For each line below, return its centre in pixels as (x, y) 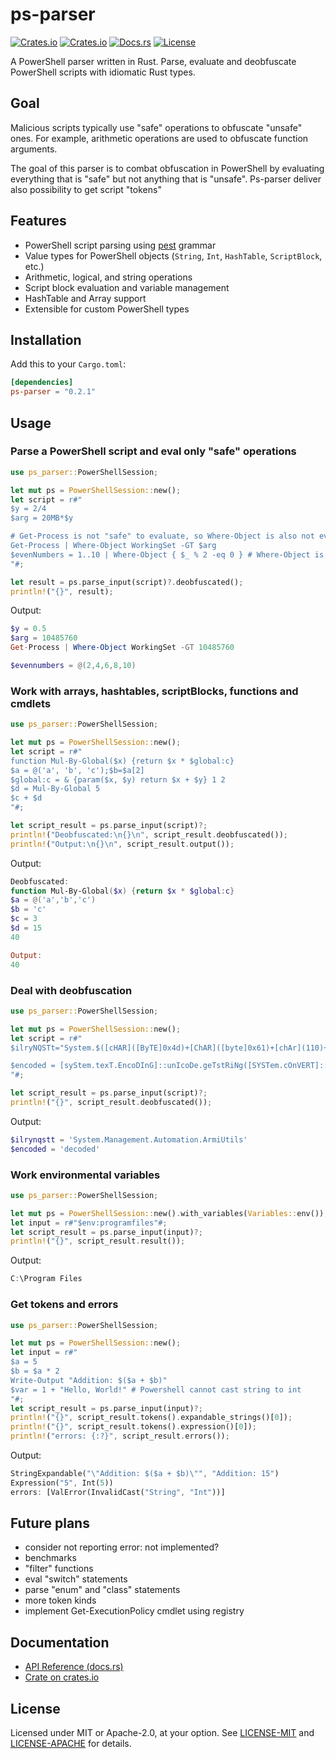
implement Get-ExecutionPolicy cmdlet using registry (134, 1611)
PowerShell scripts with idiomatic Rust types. (103, 72)
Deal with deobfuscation (71, 990)
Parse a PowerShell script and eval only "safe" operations (153, 451)
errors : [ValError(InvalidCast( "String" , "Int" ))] (118, 1492)
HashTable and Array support (85, 298)
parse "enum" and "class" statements (102, 1590)
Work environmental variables (85, 1175)
